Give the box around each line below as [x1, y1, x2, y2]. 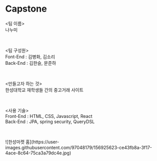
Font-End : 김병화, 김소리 [5, 54, 56, 60]
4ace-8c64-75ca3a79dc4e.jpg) [5, 150, 72, 156]
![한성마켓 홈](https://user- [5, 139, 60, 145]
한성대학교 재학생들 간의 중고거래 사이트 [5, 87, 84, 93]
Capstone [5, 3, 47, 15]
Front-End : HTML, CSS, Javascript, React [5, 113, 92, 119]
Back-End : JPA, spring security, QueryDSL [5, 118, 95, 125]
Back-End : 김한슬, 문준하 [5, 60, 57, 66]
